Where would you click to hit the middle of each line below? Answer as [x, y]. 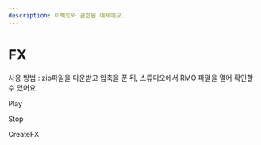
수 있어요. [23, 87]
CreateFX [24, 134]
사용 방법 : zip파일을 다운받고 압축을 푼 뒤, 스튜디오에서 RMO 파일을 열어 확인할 [131, 78]
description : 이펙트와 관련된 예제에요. [67, 15]
